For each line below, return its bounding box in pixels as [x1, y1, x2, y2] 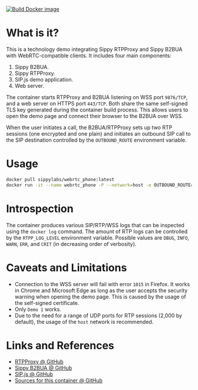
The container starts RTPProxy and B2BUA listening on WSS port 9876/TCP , [6, 93, 188, 100]
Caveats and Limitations [6, 261, 127, 274]
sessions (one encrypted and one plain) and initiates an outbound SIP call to [6, 130, 191, 137]
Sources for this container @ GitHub [14, 377, 103, 384]
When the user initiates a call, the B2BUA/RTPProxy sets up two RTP [6, 124, 173, 131]
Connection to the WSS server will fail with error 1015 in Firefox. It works [14, 280, 190, 287]
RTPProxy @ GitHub [14, 358, 64, 365]
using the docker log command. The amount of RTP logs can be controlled [6, 228, 188, 235]
